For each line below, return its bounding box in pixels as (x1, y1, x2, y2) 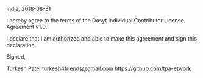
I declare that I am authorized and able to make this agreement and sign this (6, 35, 197, 42)
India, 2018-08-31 (6, 5, 51, 12)
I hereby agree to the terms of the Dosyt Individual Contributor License (6, 17, 184, 24)
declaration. (6, 42, 37, 48)
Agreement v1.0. (6, 24, 48, 30)
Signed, (6, 53, 26, 60)
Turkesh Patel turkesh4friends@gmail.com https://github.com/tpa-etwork (6, 65, 191, 72)
